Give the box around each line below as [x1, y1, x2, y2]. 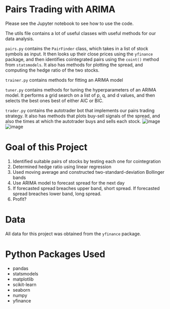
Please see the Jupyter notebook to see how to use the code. [5, 20, 134, 26]
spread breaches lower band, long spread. [12, 191, 101, 197]
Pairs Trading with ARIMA [5, 4, 116, 15]
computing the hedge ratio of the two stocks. [5, 67, 100, 73]
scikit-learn [12, 281, 37, 288]
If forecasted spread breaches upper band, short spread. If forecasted [12, 185, 160, 191]
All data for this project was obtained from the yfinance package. [5, 230, 141, 237]
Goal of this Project [5, 141, 88, 153]
